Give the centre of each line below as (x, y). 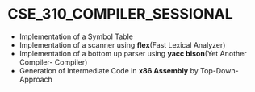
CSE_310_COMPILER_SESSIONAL (120, 14)
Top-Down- (219, 70)
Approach (36, 79)
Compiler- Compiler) (53, 62)
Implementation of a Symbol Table (76, 36)
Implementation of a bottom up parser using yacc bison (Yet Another (133, 53)
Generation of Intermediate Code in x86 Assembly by (109, 70)
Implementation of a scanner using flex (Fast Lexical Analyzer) (122, 44)
